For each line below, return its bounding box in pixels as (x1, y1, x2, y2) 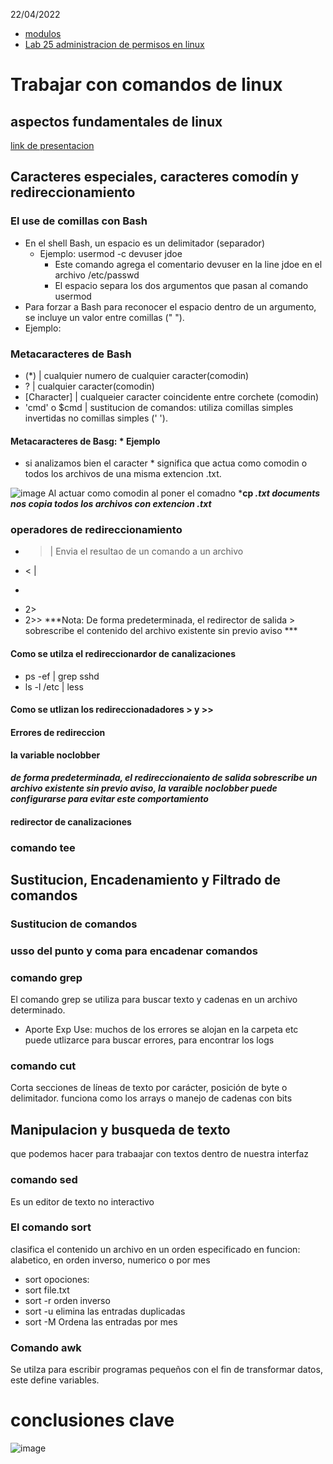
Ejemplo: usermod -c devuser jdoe (39, 247, 183, 259)
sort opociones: (24, 1273, 90, 1285)
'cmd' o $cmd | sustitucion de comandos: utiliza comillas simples (24, 401, 294, 413)
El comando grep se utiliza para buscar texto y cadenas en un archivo (10, 994, 298, 1006)
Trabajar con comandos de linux (10, 74, 283, 96)
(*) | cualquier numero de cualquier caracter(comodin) (24, 369, 250, 381)
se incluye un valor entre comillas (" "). (24, 311, 185, 323)
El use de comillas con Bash (10, 214, 148, 228)
